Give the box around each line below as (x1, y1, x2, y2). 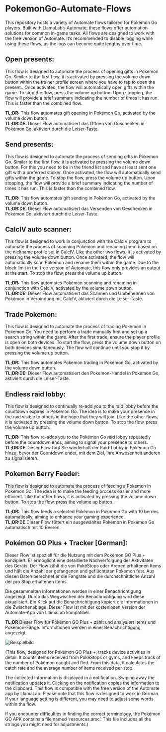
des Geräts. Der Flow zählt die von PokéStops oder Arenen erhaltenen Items (5, 562, 162, 568)
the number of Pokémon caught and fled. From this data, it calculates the (5, 659, 155, 666)
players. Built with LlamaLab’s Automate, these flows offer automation (5, 24, 148, 30)
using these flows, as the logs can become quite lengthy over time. (5, 40, 143, 46)
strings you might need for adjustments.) (5, 721, 88, 727)
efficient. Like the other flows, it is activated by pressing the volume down (5, 493, 157, 499)
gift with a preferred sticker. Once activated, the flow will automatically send (5, 169, 161, 175)
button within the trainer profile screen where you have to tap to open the (5, 79, 156, 85)
